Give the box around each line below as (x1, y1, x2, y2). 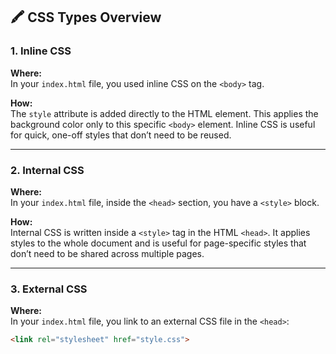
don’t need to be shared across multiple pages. (10, 247, 205, 259)
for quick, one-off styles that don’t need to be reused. (10, 129, 232, 141)
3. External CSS (10, 282, 88, 296)
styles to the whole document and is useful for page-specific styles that (10, 237, 307, 249)
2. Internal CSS (10, 163, 85, 177)
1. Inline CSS (10, 44, 72, 58)
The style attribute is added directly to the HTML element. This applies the (10, 107, 319, 119)
